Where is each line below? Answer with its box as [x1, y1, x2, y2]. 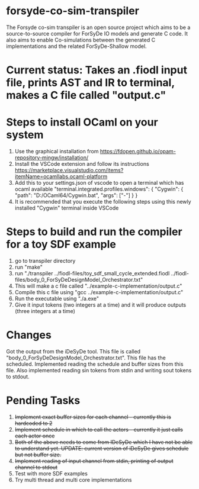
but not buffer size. [14, 451, 62, 458]
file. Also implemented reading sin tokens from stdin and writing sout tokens [6, 366, 192, 374]
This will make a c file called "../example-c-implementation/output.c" [14, 282, 182, 289]
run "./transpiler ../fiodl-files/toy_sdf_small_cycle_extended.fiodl [14, 270, 170, 276]
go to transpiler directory [14, 258, 76, 264]
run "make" [14, 263, 43, 271]
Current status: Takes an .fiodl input [6, 63, 188, 77]
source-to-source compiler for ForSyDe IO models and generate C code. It [6, 30, 188, 37]
